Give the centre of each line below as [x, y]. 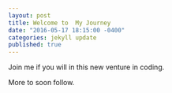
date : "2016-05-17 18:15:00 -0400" [67, 30]
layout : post [30, 15]
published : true [35, 45]
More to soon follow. [41, 83]
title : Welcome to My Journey [60, 23]
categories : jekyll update [52, 37]
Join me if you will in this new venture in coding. [86, 67]
